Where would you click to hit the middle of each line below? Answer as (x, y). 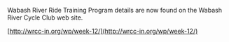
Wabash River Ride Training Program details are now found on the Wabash (115, 10)
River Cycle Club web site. (45, 17)
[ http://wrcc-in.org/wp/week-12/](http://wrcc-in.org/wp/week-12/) (103, 31)
